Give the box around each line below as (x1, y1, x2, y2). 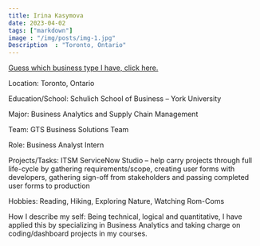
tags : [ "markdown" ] (8, 26, 73, 34)
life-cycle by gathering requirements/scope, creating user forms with (8, 164, 235, 174)
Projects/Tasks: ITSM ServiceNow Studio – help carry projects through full (8, 156, 253, 166)
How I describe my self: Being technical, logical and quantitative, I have (8, 212, 242, 221)
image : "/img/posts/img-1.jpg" (8, 33, 116, 42)
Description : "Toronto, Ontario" (8, 41, 127, 49)
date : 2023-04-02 (8, 19, 66, 27)
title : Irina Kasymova (8, 11, 84, 20)
